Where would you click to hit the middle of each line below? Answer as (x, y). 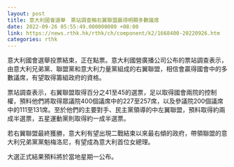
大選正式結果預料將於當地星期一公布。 (62, 157)
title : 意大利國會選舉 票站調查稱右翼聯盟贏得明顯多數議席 (83, 20)
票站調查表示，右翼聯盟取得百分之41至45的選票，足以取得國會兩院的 (106, 93)
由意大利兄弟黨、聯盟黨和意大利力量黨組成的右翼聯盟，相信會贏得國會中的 (114, 69)
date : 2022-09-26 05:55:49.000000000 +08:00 (73, 26)
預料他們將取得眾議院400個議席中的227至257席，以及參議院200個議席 (121, 101)
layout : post (26, 14)
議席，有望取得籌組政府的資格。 (59, 78)
